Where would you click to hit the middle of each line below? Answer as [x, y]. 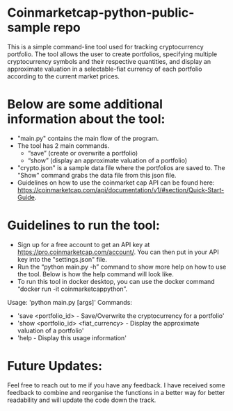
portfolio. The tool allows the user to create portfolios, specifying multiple [112, 54]
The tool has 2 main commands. [63, 145]
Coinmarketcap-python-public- [101, 13]
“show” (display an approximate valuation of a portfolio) [107, 160]
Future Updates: [55, 366]
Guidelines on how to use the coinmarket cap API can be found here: [116, 183]
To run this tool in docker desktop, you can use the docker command [116, 281]
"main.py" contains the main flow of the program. [88, 138]
